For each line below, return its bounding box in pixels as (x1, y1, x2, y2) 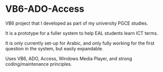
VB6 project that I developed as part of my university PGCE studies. (5, 20, 149, 26)
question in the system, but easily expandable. (5, 45, 104, 51)
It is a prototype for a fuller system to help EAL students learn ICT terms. (5, 30, 158, 36)
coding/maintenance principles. (5, 61, 72, 67)
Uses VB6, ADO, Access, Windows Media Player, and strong (5, 55, 132, 62)
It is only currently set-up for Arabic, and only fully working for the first (5, 40, 155, 46)
